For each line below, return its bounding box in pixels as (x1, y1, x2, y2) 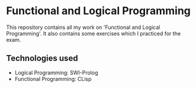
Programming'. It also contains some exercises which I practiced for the (6, 30, 181, 37)
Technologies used (6, 53, 78, 63)
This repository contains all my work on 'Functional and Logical (6, 24, 160, 31)
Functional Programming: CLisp (14, 75, 92, 82)
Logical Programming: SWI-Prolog (14, 69, 98, 76)
